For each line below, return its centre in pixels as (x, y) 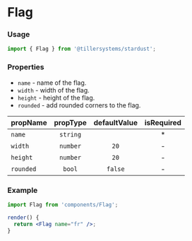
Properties (26, 67)
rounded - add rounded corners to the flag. (79, 105)
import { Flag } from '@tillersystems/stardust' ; (82, 49)
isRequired (163, 122)
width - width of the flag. (53, 90)
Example (23, 190)
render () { (23, 217)
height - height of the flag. (56, 98)
